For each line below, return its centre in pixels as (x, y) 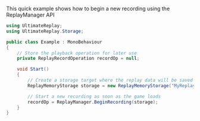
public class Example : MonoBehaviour (54, 42)
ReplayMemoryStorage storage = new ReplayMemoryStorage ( (99, 85)
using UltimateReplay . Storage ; (45, 31)
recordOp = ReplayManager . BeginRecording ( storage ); (93, 102)
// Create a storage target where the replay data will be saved (110, 80)
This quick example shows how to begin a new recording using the (88, 9)
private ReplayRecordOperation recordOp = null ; (78, 59)
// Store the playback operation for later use (77, 53)
